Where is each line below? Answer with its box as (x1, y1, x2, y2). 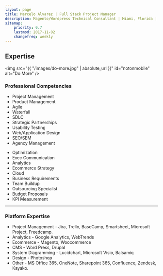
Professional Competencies (5, 82, 72, 89)
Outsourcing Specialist (12, 185, 58, 191)
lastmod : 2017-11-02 (14, 30, 55, 35)
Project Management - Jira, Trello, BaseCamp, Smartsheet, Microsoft (12, 224, 150, 230)
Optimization (12, 149, 38, 155)
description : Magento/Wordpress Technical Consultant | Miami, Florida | (5, 16, 158, 21)
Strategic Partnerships (12, 119, 57, 125)
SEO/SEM (12, 135, 32, 141)
